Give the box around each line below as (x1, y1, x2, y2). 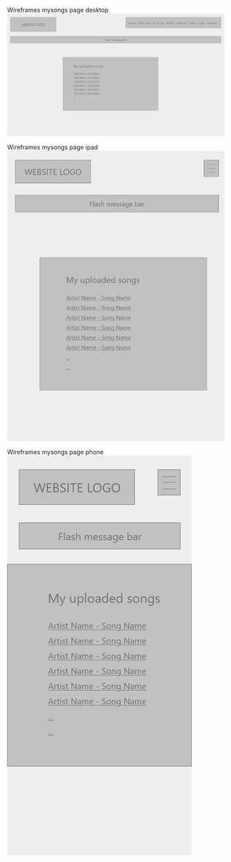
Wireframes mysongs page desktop (7, 6, 109, 14)
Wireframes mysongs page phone (7, 448, 104, 456)
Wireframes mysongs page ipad (7, 143, 99, 151)
